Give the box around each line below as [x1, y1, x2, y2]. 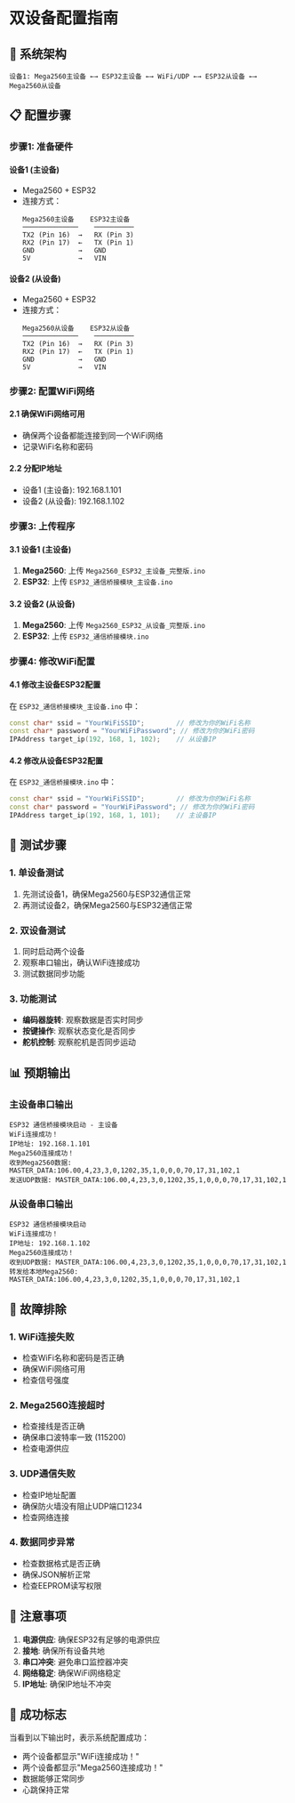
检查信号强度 [21, 1374, 69, 1385]
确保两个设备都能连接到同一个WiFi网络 [21, 430, 163, 440]
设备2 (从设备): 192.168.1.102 [21, 495, 125, 507]
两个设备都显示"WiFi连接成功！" [21, 1751, 140, 1762]
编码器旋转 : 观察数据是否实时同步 [21, 1015, 144, 1026]
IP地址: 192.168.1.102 [9, 1239, 91, 1248]
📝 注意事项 [9, 1609, 67, 1624]
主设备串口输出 [9, 1098, 74, 1110]
